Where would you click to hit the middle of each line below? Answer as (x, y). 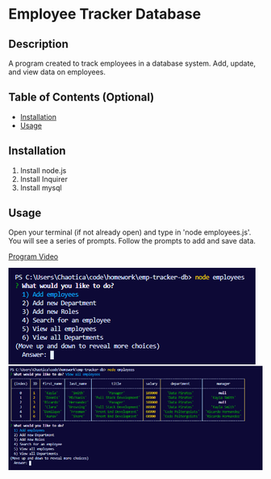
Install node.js (43, 170)
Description (38, 44)
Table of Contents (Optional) (81, 97)
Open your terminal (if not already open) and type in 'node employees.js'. (130, 232)
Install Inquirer (44, 179)
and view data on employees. (57, 72)
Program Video (33, 256)
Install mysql (41, 188)
